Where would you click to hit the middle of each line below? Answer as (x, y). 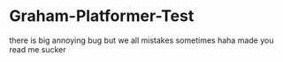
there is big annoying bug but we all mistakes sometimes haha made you (141, 40)
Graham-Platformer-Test (102, 16)
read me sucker (38, 49)
